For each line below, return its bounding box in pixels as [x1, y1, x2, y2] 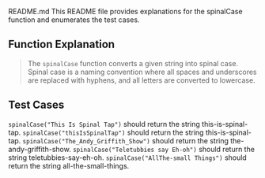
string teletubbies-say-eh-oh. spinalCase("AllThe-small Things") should [8, 153, 247, 162]
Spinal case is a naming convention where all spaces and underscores [27, 67, 257, 76]
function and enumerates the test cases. [8, 15, 140, 24]
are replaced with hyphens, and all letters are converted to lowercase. [27, 75, 256, 85]
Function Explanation [8, 38, 115, 51]
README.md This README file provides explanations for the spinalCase [8, 7, 243, 16]
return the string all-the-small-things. [8, 161, 130, 170]
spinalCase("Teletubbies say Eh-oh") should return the [72, 144, 256, 154]
